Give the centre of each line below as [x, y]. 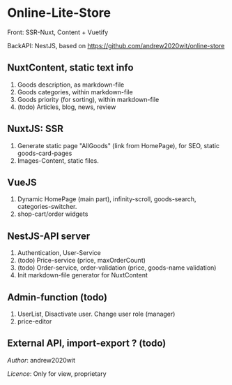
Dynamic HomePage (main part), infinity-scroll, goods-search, [107, 199]
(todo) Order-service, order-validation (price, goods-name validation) [117, 268]
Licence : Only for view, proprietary [57, 373]
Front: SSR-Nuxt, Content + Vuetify [58, 32]
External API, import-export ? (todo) [87, 343]
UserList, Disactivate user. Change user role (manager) [96, 314]
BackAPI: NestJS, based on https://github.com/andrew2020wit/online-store [116, 45]
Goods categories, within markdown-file [75, 92]
